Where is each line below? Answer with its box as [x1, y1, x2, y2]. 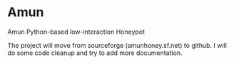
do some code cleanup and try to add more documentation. [7, 49, 183, 57]
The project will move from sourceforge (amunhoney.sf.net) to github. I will [7, 41, 227, 49]
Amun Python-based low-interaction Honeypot [7, 27, 145, 36]
